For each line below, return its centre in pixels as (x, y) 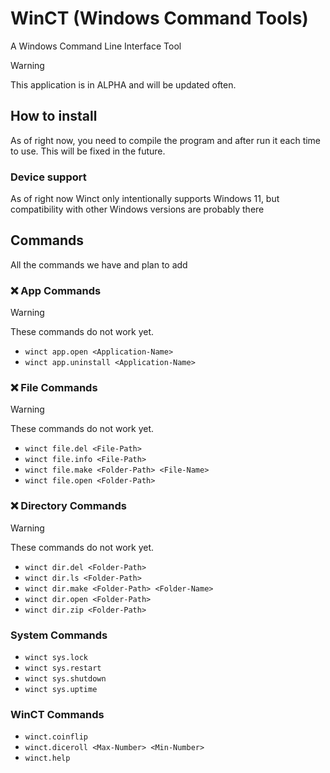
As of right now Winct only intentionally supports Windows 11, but (145, 199)
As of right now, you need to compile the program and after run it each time (166, 140)
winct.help (47, 758)
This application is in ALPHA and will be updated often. (123, 84)
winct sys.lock (56, 658)
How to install (54, 116)
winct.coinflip (56, 737)
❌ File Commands (54, 388)
